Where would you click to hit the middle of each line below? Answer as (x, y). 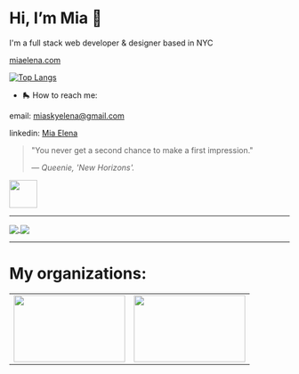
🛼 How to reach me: (60, 95)
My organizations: (78, 274)
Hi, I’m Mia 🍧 (56, 18)
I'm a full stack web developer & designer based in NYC (111, 43)
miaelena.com (35, 60)
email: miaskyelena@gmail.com (67, 116)
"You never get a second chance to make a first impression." (142, 150)
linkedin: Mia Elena (44, 133)
